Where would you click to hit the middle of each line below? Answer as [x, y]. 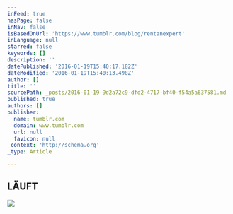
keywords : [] [27, 54]
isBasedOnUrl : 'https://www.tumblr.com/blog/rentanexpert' [96, 34]
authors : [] [25, 106]
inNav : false [27, 27]
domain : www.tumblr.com [49, 125]
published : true [31, 100]
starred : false [30, 47]
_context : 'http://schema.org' [53, 145]
